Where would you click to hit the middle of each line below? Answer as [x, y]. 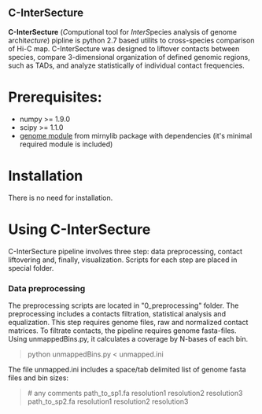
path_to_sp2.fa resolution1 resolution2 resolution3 [108, 401]
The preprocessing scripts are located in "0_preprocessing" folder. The [124, 305]
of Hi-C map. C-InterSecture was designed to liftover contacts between [124, 48]
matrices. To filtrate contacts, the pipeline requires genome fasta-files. [122, 331]
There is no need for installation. [61, 198]
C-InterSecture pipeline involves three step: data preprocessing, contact [125, 251]
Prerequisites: [55, 97]
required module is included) [66, 144]
